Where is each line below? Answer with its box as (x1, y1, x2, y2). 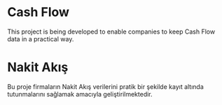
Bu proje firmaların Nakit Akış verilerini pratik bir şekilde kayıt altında (7, 82, 204, 91)
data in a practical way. (7, 34, 74, 43)
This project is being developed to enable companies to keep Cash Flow (7, 27, 216, 36)
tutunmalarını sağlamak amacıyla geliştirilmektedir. (7, 90, 153, 98)
